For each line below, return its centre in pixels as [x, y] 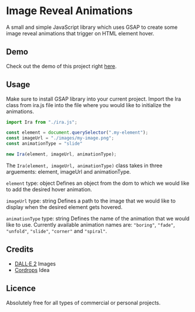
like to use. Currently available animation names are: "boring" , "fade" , [90, 224]
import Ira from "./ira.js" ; [42, 122]
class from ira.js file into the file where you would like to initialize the [88, 105]
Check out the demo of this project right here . [61, 66]
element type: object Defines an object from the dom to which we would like [98, 183]
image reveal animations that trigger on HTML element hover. [80, 33]
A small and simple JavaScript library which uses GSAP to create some [92, 27]
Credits [20, 249]
